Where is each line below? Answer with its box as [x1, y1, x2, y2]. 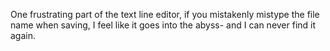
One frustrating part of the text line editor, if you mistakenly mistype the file [10, 9, 320, 20]
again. [10, 30, 37, 41]
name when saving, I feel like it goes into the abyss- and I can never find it [10, 19, 317, 31]
